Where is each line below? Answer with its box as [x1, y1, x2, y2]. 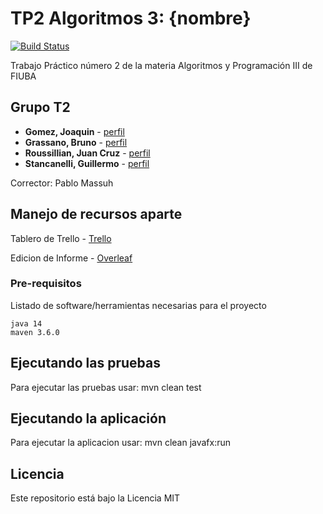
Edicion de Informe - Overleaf [10, 252, 133, 264]
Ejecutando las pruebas [10, 355, 161, 372]
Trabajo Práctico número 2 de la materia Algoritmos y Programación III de [10, 59, 313, 71]
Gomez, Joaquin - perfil [24, 125, 125, 137]
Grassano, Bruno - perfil [24, 136, 128, 148]
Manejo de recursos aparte [10, 206, 183, 223]
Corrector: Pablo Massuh [10, 177, 114, 189]
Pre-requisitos [10, 277, 82, 291]
